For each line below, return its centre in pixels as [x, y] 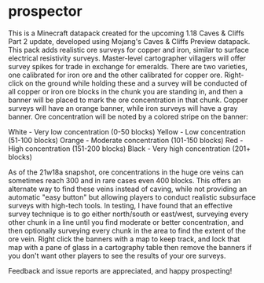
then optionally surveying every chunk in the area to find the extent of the [127, 230]
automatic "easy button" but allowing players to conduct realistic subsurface [132, 197]
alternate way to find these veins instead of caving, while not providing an [128, 189]
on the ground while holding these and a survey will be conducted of [136, 83]
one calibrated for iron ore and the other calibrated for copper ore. [115, 75]
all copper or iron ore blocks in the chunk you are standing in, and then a [126, 91]
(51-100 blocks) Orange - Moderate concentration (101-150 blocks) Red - [126, 140]
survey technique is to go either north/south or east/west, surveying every [128, 214]
